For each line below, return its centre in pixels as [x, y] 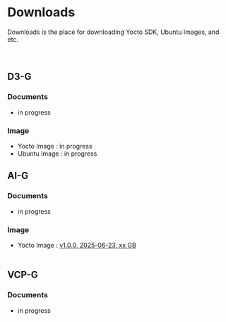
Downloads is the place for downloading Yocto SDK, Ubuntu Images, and [113, 32]
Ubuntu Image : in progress [57, 154]
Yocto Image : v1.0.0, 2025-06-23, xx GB [77, 245]
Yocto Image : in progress [55, 146]
